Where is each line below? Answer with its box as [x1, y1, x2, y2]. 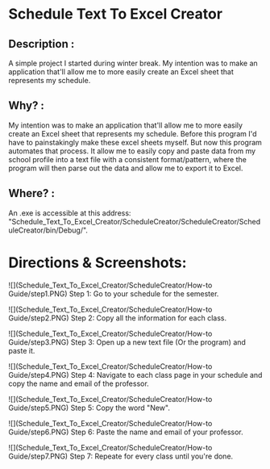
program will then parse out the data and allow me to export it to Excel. [8, 163, 243, 173]
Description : [8, 37, 75, 51]
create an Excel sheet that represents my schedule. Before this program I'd [8, 128, 257, 138]
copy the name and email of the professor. [8, 379, 149, 388]
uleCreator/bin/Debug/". [8, 225, 89, 235]
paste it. [8, 345, 35, 355]
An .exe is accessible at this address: [8, 207, 131, 218]
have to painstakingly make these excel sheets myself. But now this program [8, 137, 262, 147]
